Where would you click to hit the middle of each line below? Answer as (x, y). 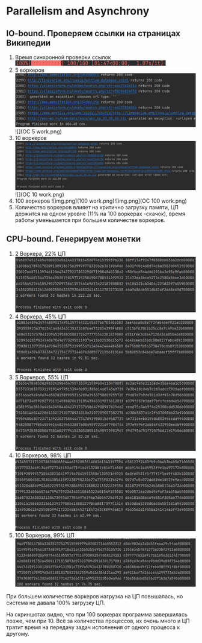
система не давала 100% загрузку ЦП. (56, 603)
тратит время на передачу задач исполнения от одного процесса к (93, 627)
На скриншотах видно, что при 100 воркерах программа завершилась (97, 614)
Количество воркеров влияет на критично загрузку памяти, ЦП (96, 207)
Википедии (29, 43)
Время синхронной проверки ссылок (63, 57)
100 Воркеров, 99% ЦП (45, 535)
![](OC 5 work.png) (38, 131)
